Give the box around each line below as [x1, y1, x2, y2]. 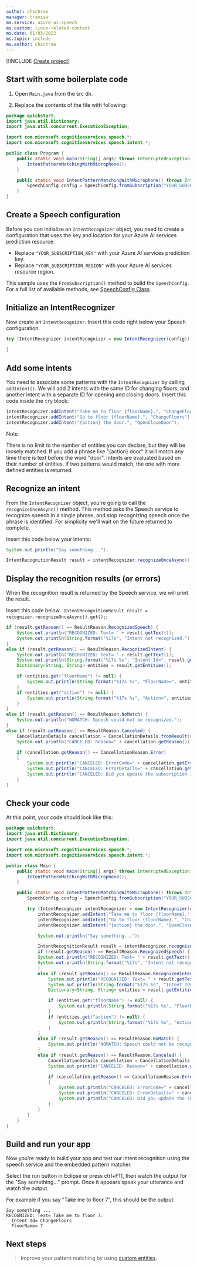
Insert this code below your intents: [6, 535, 91, 542]
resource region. [14, 268, 55, 275]
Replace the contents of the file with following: [14, 101, 127, 109]
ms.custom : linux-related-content [6, 25, 91, 31]
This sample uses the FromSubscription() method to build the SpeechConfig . [6, 279, 189, 287]
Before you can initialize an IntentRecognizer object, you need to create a [6, 225, 184, 232]
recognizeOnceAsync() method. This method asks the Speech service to [6, 506, 179, 513]
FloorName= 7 [11, 1223, 43, 1229]
